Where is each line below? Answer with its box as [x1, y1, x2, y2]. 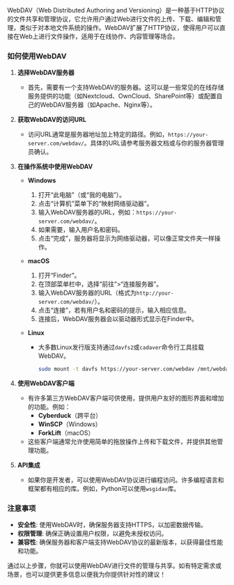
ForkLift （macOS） [38, 429, 95, 437]
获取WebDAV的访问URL [17, 116, 87, 124]
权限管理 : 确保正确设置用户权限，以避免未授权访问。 [17, 529, 168, 538]
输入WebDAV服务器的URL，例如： [38, 208, 137, 217]
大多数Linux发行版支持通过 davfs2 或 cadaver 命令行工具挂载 [38, 343, 204, 352]
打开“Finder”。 [38, 271, 81, 280]
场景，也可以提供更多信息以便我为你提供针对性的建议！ [7, 570, 166, 579]
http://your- [136, 290, 174, 297]
